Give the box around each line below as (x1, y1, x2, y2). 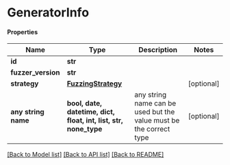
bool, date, (66, 99, 103, 108)
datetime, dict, (66, 107, 115, 117)
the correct (134, 125, 170, 134)
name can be (134, 99, 177, 108)
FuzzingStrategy (66, 79, 123, 88)
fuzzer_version (10, 68, 60, 77)
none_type (66, 125, 103, 134)
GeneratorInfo (7, 5, 90, 21)
